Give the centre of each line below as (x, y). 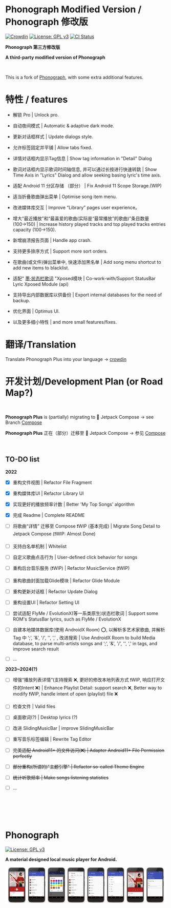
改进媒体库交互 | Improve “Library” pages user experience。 (76, 207)
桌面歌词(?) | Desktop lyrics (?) (45, 718)
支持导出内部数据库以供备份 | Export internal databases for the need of (87, 295)
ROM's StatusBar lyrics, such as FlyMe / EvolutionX (67, 619)
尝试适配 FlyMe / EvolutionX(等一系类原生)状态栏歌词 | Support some (85, 613)
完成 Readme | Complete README (49, 515)
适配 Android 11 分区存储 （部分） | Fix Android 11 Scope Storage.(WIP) (87, 185)
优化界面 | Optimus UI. (36, 311)
